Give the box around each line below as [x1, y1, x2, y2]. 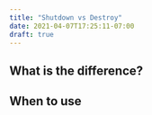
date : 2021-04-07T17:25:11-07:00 [9, 22, 135, 31]
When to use [9, 93, 83, 109]
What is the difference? [9, 63, 144, 78]
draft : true [9, 30, 54, 39]
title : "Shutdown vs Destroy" [9, 13, 123, 22]
